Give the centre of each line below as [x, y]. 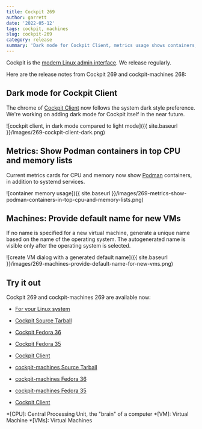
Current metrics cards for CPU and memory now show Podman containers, [99, 175]
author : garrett [26, 17]
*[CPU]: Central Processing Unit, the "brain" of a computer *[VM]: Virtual [97, 414]
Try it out [23, 283]
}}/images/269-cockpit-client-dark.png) [56, 132]
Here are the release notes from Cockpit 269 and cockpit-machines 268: [96, 74]
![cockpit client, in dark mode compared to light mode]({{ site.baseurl [92, 126]
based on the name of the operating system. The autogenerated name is [96, 239]
